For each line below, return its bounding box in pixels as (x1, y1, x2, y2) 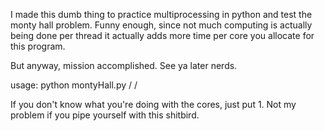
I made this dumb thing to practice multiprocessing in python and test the (10, 9, 313, 20)
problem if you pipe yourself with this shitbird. (10, 109, 200, 121)
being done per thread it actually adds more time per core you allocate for (10, 30, 315, 41)
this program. (10, 40, 66, 52)
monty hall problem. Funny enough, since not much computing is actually (10, 19, 313, 31)
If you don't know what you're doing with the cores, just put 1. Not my (10, 99, 297, 110)
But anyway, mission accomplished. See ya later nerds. (10, 60, 238, 71)
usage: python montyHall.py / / (10, 79, 138, 91)
